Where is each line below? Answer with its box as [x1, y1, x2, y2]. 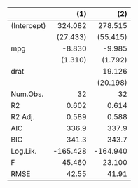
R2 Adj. [11, 112, 35, 121]
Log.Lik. [11, 147, 37, 156]
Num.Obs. [11, 89, 44, 99]
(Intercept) [11, 21, 46, 30]
